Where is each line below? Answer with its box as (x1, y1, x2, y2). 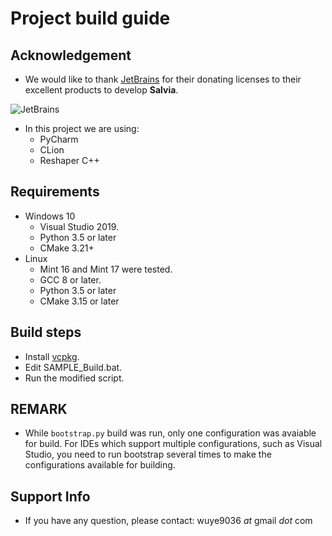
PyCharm (39, 133, 79, 145)
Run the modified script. (24, 372, 125, 384)
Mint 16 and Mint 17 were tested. (39, 263, 173, 275)
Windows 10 (24, 210, 76, 222)
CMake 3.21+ (39, 242, 95, 254)
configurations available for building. (24, 459, 176, 471)
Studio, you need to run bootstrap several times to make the (24, 448, 272, 461)
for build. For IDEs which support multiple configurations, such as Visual (24, 438, 323, 450)
